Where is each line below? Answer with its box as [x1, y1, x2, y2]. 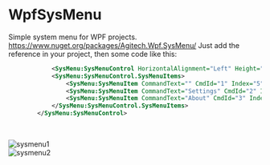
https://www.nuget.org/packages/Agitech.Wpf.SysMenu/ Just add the [8, 40, 239, 50]
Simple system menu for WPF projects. [8, 32, 137, 42]
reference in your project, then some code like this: [8, 49, 178, 58]
